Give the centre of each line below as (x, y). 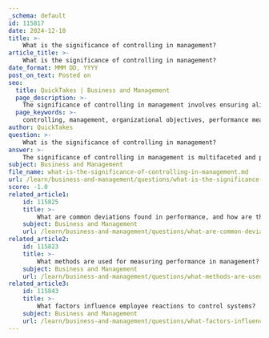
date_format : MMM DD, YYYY (53, 68)
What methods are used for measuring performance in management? (149, 261)
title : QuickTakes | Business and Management (93, 90)
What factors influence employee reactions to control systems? (147, 306)
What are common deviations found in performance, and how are (145, 217)
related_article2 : (39, 239)
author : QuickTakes (41, 127)
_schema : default (37, 16)
